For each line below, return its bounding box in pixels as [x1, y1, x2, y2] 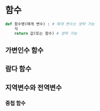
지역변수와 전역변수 [5, 83, 62, 92]
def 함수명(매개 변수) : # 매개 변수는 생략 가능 [5, 21, 95, 27]
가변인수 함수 [5, 46, 44, 54]
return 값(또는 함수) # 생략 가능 [14, 31, 77, 36]
